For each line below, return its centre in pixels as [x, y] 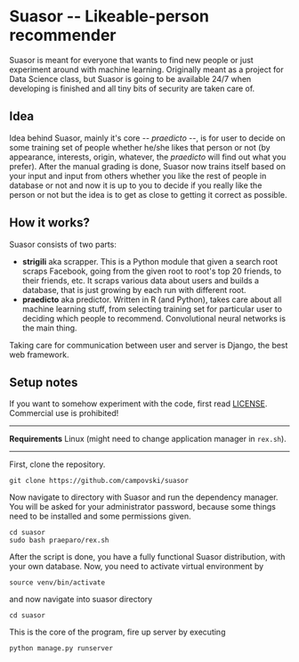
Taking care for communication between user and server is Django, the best [149, 345]
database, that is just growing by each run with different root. [134, 290]
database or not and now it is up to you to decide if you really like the [136, 185]
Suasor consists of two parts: [63, 244]
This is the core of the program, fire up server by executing [117, 632]
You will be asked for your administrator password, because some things [142, 507]
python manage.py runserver [61, 649]
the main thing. [49, 328]
